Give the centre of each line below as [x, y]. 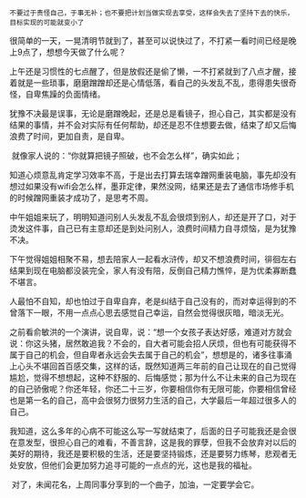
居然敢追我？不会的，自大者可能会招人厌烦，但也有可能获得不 [181, 343]
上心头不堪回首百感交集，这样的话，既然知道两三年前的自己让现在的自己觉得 [153, 366]
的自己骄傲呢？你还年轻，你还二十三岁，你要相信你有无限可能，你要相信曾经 [153, 389]
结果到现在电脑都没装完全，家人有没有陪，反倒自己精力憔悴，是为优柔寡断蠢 [153, 270]
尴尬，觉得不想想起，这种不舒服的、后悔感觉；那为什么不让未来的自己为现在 [153, 377]
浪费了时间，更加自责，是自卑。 [69, 136]
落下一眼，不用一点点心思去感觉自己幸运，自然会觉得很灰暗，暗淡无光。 [153, 313]
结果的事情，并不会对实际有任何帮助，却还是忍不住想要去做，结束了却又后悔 [153, 125]
